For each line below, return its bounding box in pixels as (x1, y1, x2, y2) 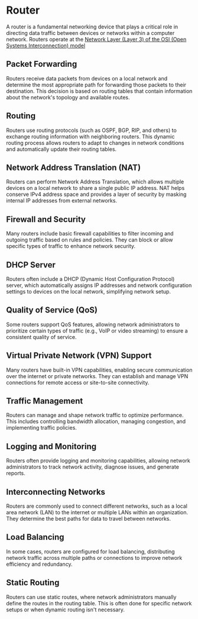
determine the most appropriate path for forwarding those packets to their (6, 81, 187, 88)
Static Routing (6, 578, 60, 588)
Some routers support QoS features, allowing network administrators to (6, 321, 180, 328)
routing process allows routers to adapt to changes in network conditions (6, 139, 184, 146)
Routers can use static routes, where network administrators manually (6, 593, 177, 601)
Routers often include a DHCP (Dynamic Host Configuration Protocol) (6, 276, 175, 282)
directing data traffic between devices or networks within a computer (6, 29, 175, 36)
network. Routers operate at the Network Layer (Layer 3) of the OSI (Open (6, 36, 187, 43)
